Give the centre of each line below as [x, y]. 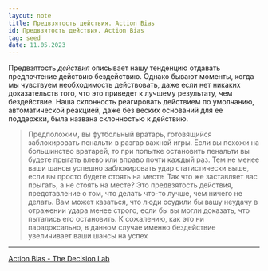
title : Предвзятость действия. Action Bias [82, 23]
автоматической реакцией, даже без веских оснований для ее [116, 110]
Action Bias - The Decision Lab [59, 259]
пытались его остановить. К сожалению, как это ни [116, 219]
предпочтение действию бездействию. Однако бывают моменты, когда [131, 77]
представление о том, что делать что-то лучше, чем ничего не [135, 194]
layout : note [30, 16]
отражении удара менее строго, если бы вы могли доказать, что [138, 210]
